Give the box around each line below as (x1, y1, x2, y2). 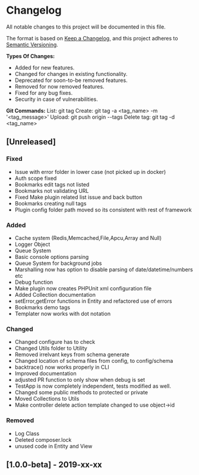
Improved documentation (14, 370, 77, 377)
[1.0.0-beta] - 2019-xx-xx (6, 460, 102, 470)
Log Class (14, 430, 40, 437)
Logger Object (14, 240, 50, 248)
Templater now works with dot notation (14, 310, 111, 317)
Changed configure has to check (14, 338, 96, 346)
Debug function (14, 278, 53, 286)
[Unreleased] (6, 137, 56, 147)
